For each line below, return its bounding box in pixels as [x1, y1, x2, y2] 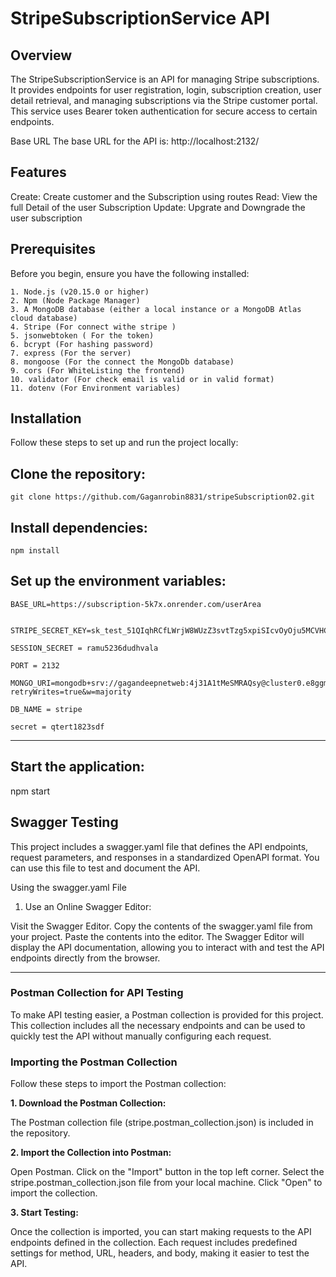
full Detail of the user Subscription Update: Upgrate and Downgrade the [10, 201, 306, 213]
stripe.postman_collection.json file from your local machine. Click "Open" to [10, 1177, 323, 1189]
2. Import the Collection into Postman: [10, 1147, 172, 1159]
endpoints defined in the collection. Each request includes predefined [10, 1237, 298, 1249]
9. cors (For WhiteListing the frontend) [10, 365, 186, 376]
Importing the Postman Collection [10, 1055, 178, 1069]
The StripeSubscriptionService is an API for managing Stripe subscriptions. [10, 73, 320, 85]
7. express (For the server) [10, 348, 132, 358]
